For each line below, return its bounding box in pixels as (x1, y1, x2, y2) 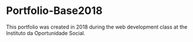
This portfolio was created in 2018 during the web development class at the (6, 23, 188, 30)
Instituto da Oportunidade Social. (6, 29, 86, 36)
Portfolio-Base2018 (6, 4, 103, 17)
